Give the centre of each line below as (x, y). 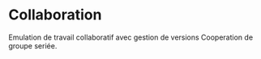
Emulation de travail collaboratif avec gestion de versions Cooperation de (131, 37)
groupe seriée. (33, 45)
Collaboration (55, 15)
